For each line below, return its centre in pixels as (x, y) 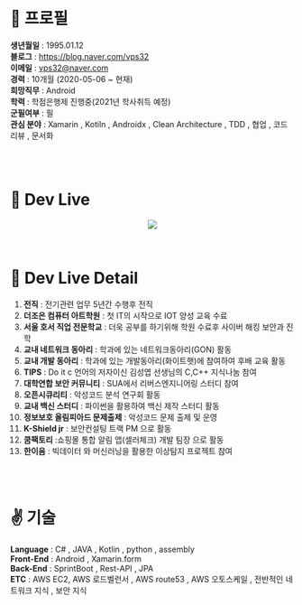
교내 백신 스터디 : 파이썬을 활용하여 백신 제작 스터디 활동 (121, 405)
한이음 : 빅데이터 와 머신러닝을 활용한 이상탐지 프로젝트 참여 (128, 451)
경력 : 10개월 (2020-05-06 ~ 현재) (72, 79)
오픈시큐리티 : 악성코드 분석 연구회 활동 (92, 395)
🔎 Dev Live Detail (74, 279)
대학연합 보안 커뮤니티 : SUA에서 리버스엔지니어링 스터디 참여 (131, 383)
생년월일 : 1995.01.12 (47, 45)
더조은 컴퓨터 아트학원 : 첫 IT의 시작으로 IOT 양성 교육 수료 (125, 315)
